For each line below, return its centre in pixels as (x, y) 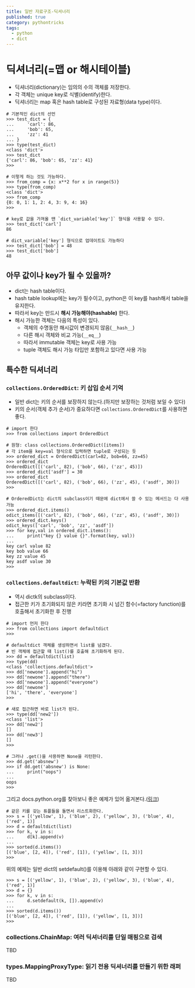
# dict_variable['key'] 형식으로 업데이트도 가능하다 (65, 241)
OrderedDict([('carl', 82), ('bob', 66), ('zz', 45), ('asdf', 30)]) (93, 482)
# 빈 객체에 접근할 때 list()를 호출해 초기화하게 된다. (65, 651)
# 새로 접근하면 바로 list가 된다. (43, 709)
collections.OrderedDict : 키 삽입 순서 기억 (65, 388)
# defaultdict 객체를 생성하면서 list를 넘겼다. (59, 645)
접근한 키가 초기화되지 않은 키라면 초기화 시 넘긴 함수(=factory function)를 (100, 604)
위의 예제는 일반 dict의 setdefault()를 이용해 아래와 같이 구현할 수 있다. (87, 869)
